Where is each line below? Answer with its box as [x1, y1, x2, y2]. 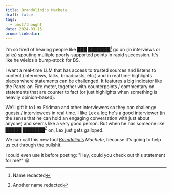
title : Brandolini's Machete [5, 7, 68, 13]
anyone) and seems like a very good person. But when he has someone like [5, 120, 165, 126]
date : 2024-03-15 [5, 27, 42, 32]
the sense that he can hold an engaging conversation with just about [5, 115, 150, 121]
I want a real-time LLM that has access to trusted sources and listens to [5, 67, 156, 73]
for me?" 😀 [5, 157, 30, 164]
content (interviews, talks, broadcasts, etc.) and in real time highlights [5, 72, 153, 78]
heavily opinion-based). [5, 94, 55, 100]
